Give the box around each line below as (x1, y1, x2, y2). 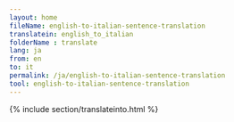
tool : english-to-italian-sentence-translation (9, 79, 190, 88)
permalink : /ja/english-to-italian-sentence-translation (9, 71, 226, 80)
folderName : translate (9, 37, 98, 47)
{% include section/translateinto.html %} (9, 103, 159, 114)
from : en (9, 54, 42, 63)
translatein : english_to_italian (9, 29, 134, 38)
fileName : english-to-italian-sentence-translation (9, 21, 205, 30)
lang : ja (9, 46, 42, 55)
